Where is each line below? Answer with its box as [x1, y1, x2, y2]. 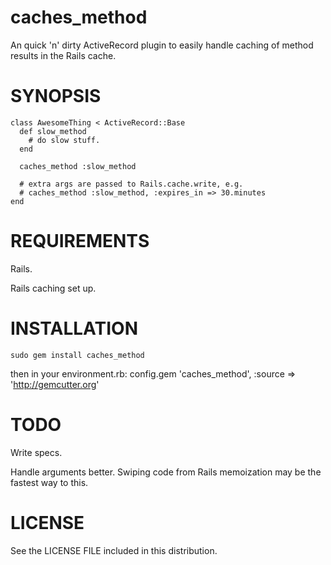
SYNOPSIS [10, 85, 102, 108]
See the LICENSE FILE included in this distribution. [10, 544, 218, 556]
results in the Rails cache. [10, 49, 117, 61]
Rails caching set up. [10, 282, 97, 294]
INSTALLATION [10, 317, 138, 340]
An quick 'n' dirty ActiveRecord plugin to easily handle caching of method [10, 39, 314, 51]
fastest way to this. [10, 476, 89, 488]
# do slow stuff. [28, 135, 101, 145]
